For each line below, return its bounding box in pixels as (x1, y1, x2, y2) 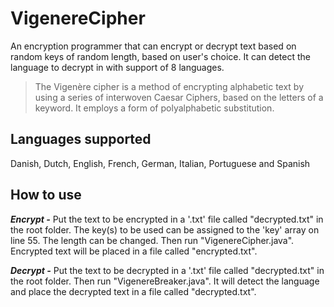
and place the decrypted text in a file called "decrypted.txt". (10, 285, 257, 297)
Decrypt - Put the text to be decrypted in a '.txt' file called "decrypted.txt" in (10, 264, 325, 276)
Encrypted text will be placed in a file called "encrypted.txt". (10, 245, 258, 257)
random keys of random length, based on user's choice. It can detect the (10, 50, 311, 62)
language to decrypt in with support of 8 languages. (10, 61, 225, 73)
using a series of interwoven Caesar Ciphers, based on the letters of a (34, 91, 324, 103)
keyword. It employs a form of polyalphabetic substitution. (34, 102, 275, 114)
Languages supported (10, 131, 152, 148)
